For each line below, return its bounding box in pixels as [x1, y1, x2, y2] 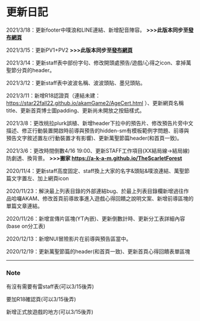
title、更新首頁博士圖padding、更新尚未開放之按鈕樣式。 [6, 107, 145, 114]
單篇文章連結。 [6, 202, 43, 209]
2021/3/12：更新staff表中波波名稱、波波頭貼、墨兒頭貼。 [6, 79, 146, 87]
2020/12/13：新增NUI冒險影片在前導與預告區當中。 [6, 235, 132, 242]
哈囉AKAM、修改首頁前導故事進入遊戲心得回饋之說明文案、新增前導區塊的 [11, 195, 194, 202]
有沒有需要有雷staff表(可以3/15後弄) [6, 283, 94, 290]
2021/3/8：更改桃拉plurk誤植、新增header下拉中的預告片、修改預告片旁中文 [6, 119, 193, 126]
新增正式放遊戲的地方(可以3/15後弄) [6, 308, 93, 316]
